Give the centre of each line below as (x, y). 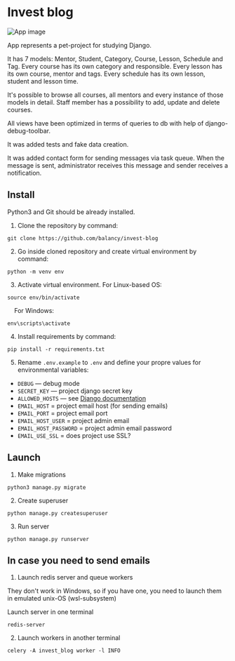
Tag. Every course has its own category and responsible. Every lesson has (115, 66)
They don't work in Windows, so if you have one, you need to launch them (115, 591)
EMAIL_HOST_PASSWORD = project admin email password (94, 428)
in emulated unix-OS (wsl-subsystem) (62, 599)
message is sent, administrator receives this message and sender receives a (118, 165)
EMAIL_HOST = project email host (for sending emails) (93, 406)
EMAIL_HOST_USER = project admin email (73, 420)
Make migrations (42, 474)
